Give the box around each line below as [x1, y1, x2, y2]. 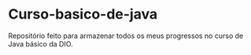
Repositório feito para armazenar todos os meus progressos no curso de [8, 31, 244, 40]
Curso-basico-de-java [8, 5, 158, 23]
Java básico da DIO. [8, 39, 73, 48]
